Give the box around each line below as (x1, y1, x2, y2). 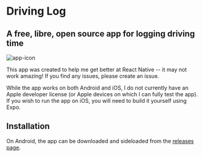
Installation (6, 121, 50, 131)
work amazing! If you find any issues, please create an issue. (6, 72, 160, 80)
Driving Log (6, 4, 66, 18)
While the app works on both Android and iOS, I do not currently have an (6, 84, 189, 91)
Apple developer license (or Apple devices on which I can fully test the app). (6, 91, 198, 98)
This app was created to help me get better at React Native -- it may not (6, 66, 187, 73)
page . (6, 144, 21, 151)
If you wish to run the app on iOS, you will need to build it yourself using (6, 97, 187, 104)
